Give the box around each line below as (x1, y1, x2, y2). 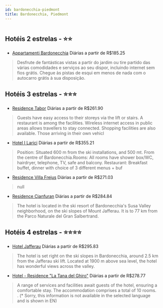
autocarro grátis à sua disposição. (17, 75, 86, 81)
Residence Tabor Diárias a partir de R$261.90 (12, 106, 104, 111)
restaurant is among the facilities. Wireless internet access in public (17, 120, 153, 126)
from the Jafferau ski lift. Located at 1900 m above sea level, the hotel (17, 258, 157, 264)
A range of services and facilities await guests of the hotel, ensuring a (17, 282, 157, 288)
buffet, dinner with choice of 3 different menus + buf (17, 165, 123, 171)
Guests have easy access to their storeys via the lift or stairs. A (17, 115, 144, 121)
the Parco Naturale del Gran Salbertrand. (17, 213, 99, 219)
